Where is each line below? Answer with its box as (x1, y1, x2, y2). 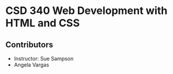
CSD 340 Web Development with (5, 4, 168, 17)
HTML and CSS (5, 16, 80, 30)
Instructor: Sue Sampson (13, 55, 74, 62)
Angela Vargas (13, 61, 50, 68)
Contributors (5, 40, 54, 50)
